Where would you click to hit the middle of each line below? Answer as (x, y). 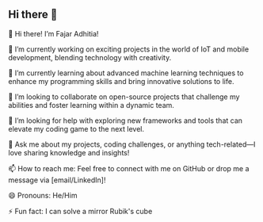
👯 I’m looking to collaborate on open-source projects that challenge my (124, 97)
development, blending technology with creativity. (90, 57)
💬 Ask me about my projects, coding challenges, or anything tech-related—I (132, 144)
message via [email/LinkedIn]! (57, 180)
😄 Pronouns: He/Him (43, 195)
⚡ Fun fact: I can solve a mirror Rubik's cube (80, 211)
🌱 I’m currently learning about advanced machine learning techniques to (126, 73)
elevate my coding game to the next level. (76, 128)
